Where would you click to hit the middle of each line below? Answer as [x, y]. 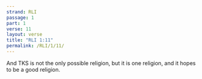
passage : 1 [20, 18]
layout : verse [25, 35]
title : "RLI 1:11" [30, 40]
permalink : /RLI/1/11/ [35, 46]
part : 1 [16, 23]
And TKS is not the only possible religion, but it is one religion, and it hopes [101, 63]
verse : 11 [19, 29]
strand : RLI [21, 12]
